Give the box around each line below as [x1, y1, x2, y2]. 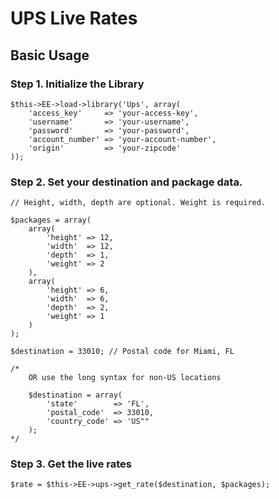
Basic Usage [10, 47, 90, 64]
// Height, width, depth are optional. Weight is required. [10, 198, 267, 208]
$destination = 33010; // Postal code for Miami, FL [10, 347, 235, 357]
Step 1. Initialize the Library [10, 77, 145, 91]
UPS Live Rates [10, 7, 138, 30]
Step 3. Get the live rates [10, 457, 132, 471]
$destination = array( [28, 390, 123, 401]
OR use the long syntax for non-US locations [28, 373, 222, 383]
